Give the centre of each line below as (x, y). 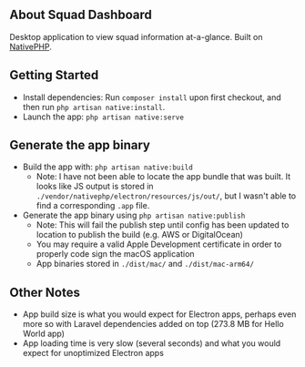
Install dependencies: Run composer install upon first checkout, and (152, 97)
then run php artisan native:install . (94, 107)
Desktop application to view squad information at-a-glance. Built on (136, 36)
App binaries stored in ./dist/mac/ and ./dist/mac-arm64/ (145, 264)
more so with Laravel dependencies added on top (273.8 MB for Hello (153, 324)
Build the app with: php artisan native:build (107, 167)
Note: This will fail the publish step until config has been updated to (163, 225)
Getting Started (54, 75)
